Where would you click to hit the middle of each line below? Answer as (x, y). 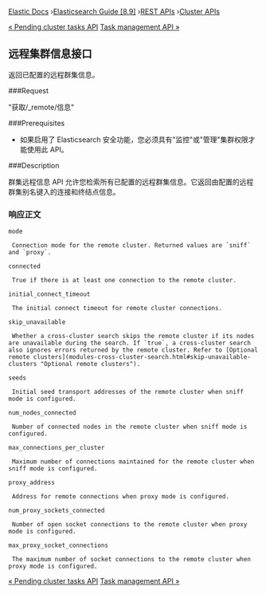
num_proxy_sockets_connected (57, 511)
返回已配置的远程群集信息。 (54, 74)
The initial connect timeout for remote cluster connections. (117, 309)
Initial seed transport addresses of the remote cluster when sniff (128, 392)
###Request (29, 90)
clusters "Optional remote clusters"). (74, 364)
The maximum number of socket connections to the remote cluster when (131, 560)
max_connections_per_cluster (57, 448)
